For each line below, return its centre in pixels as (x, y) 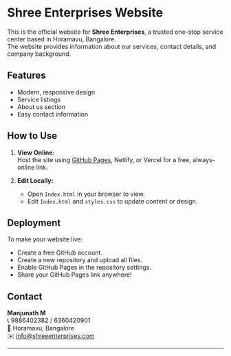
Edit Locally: (35, 180)
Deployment (34, 222)
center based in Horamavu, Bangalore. (62, 39)
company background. (39, 54)
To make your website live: (45, 239)
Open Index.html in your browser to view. (86, 194)
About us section (41, 107)
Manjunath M (26, 313)
